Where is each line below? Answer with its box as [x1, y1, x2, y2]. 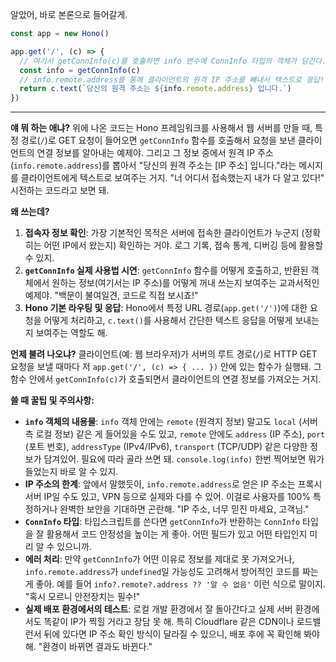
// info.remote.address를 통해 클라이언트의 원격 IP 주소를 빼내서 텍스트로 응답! [19, 74, 325, 85]
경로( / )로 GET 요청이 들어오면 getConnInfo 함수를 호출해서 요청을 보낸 [20, 134, 296, 147]
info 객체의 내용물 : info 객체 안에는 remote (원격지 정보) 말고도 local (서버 [24, 416, 318, 428]
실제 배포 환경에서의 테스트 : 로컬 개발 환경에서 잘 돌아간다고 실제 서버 [24, 603, 293, 615]
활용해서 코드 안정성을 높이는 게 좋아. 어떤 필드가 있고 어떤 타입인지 [46, 528, 308, 540]
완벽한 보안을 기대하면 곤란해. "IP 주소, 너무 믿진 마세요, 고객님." [59, 503, 310, 515]
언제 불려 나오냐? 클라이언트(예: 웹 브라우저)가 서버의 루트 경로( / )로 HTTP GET [10, 348, 318, 360]
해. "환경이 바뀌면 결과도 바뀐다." [24, 641, 153, 653]
